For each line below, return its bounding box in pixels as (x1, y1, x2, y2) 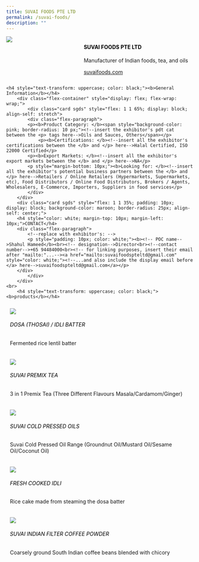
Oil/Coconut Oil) (10, 448, 49, 455)
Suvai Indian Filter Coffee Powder (10, 530, 109, 537)
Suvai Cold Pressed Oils (10, 423, 80, 430)
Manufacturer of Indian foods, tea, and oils (83, 57, 189, 64)
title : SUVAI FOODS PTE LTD (6, 8, 76, 15)
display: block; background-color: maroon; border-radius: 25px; (6, 205, 172, 211)
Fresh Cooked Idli (10, 479, 62, 486)
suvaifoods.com (83, 68, 123, 75)
